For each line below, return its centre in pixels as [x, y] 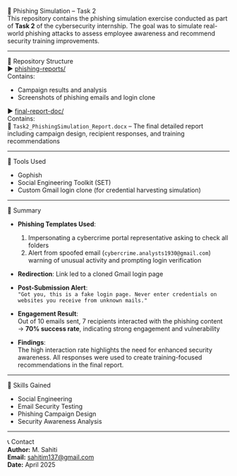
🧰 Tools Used [27, 161]
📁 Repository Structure [41, 61]
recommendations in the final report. [71, 365]
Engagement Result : [48, 314]
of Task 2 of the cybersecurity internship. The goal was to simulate [105, 26]
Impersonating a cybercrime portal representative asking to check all [128, 238]
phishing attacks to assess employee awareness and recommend [120, 33]
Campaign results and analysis [62, 90]
